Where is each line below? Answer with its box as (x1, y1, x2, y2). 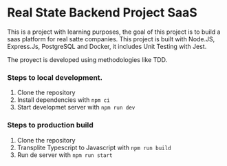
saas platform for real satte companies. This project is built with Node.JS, (7, 34, 215, 43)
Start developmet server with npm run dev (17, 103, 136, 112)
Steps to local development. (7, 72, 103, 82)
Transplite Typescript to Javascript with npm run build (17, 143, 171, 152)
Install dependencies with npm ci (17, 96, 110, 104)
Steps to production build (7, 121, 94, 130)
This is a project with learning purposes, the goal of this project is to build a (7, 28, 221, 36)
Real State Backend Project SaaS (7, 5, 197, 21)
